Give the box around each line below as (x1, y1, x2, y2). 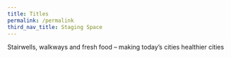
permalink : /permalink (7, 17, 74, 24)
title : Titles (7, 10, 49, 18)
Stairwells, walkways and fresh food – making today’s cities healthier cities (7, 43, 225, 52)
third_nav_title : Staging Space (7, 23, 102, 30)
